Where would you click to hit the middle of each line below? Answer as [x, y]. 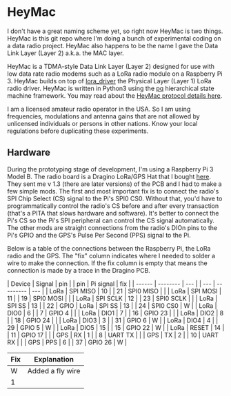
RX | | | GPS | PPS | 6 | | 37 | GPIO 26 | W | [67, 342]
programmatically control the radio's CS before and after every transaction [113, 206]
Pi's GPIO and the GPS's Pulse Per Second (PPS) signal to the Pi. [99, 235]
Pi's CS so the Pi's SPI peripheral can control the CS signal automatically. [111, 220]
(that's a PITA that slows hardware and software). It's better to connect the [113, 213]
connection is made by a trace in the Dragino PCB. [79, 270]
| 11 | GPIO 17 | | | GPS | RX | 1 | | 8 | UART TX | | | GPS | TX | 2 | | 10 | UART [113, 335]
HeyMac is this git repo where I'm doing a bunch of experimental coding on [114, 38]
